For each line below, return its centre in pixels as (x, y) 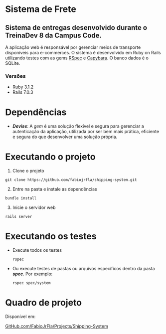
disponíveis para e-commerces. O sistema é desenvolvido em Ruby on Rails (83, 53)
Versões (15, 76)
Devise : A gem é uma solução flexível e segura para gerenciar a (78, 126)
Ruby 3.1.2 (23, 87)
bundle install (21, 198)
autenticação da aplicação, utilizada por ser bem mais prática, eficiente (86, 132)
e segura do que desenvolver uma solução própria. (65, 137)
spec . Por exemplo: (32, 274)
